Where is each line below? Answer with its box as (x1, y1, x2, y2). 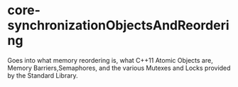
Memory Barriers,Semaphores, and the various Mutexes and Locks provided (7, 63, 231, 72)
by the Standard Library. (7, 71, 78, 80)
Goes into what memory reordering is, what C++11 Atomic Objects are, (7, 56, 213, 64)
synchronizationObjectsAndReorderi (7, 17, 229, 34)
